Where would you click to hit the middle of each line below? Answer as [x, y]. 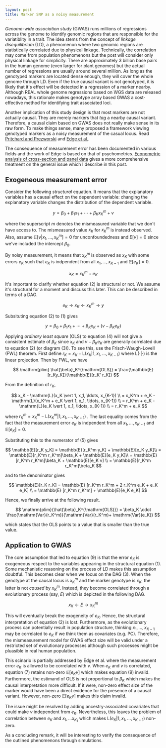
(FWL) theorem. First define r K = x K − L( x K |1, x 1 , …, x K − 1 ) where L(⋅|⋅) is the [81, 354]
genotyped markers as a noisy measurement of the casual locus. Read [77, 133]
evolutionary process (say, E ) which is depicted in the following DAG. [75, 594]
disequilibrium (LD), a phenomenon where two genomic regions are [74, 44]
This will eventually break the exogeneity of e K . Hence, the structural [75, 616]
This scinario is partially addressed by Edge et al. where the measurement [81, 660]
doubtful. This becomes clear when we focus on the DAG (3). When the [78, 574]
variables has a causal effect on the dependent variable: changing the [76, 197]
